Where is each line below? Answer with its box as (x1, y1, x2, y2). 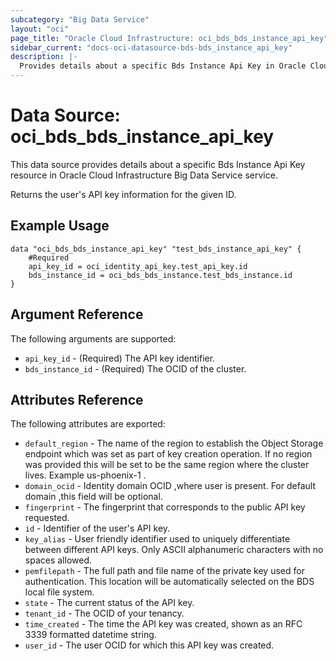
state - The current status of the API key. (24, 597, 195, 609)
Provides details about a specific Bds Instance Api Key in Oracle (19, 61, 307, 71)
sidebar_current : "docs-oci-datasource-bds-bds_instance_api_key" (10, 42, 293, 53)
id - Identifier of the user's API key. (24, 522, 171, 535)
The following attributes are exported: (10, 418, 166, 430)
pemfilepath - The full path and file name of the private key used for (24, 565, 305, 577)
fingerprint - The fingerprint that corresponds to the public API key (24, 501, 306, 513)
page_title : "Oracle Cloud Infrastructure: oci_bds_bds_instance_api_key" (10, 33, 329, 43)
